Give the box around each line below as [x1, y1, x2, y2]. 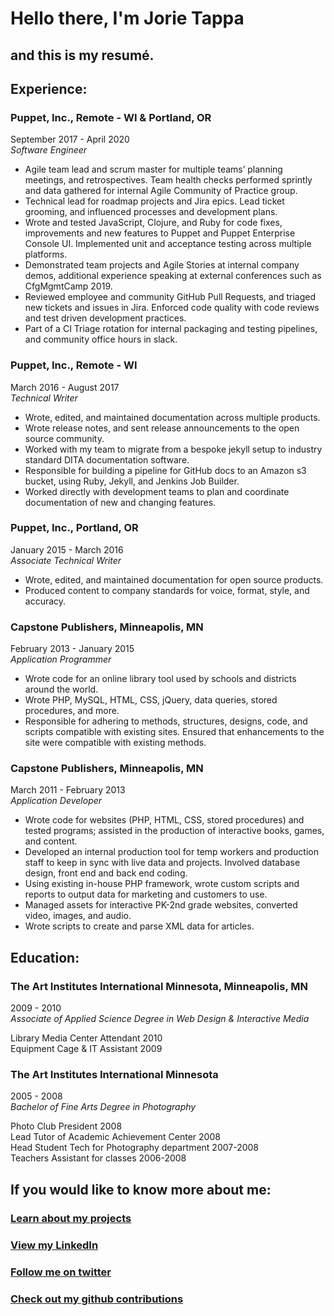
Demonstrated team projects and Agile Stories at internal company [24, 259, 300, 271]
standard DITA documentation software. [24, 453, 190, 466]
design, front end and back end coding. [24, 867, 188, 879]
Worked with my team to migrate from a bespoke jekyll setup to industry [24, 443, 323, 455]
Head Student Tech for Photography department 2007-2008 [10, 1142, 260, 1154]
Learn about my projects [10, 1211, 132, 1225]
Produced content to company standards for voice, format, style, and [24, 584, 310, 596]
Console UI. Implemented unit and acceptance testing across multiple [24, 238, 312, 250]
